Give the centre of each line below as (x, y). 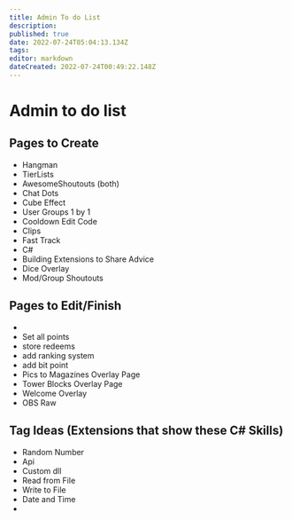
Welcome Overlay (54, 393)
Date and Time (49, 499)
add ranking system (58, 355)
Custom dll (42, 470)
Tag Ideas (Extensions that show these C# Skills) (146, 431)
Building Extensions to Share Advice (88, 259)
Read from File (49, 480)
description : (33, 26)
